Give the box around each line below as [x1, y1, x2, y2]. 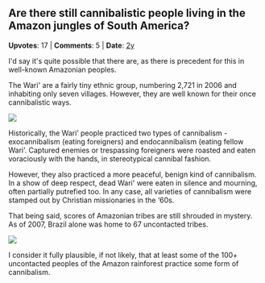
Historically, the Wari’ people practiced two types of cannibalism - [8, 128, 228, 138]
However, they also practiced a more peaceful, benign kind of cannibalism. [8, 169, 257, 179]
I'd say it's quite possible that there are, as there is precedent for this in [8, 56, 245, 65]
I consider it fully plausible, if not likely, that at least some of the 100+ [8, 250, 238, 260]
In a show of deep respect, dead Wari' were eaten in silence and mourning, [8, 177, 258, 188]
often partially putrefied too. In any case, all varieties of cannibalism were [8, 186, 252, 196]
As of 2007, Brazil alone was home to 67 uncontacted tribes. [8, 219, 209, 229]
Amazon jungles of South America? [8, 19, 190, 33]
